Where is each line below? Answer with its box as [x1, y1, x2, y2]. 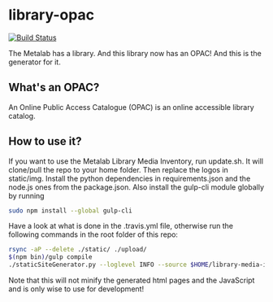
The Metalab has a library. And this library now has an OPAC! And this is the [8, 48, 262, 58]
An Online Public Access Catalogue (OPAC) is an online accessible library [8, 102, 254, 112]
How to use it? [8, 134, 82, 148]
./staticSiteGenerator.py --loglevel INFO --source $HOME [8, 260, 209, 269]
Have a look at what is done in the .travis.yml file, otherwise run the [8, 221, 234, 231]
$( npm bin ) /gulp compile [8, 253, 93, 261]
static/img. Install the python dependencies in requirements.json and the [8, 173, 251, 183]
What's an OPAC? [8, 81, 100, 94]
